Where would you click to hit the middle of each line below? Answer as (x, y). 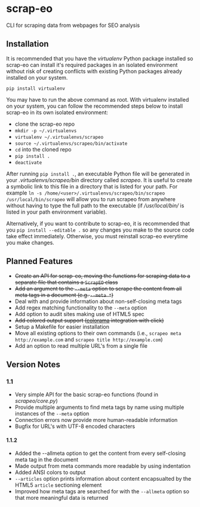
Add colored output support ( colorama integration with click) (89, 320)
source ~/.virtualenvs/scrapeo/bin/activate (71, 143)
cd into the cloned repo (43, 149)
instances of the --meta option (52, 414)
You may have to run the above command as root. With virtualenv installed (98, 99)
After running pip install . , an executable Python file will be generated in (98, 174)
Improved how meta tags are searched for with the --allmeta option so (102, 491)
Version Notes (33, 364)
